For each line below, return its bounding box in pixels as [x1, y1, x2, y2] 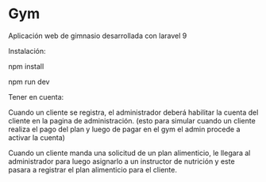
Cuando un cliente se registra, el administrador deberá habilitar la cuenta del [8, 108, 259, 117]
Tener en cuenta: [8, 92, 64, 101]
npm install [8, 61, 44, 71]
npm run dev [8, 77, 50, 86]
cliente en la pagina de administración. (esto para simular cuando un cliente [8, 116, 256, 125]
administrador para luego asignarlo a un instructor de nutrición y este [8, 156, 236, 166]
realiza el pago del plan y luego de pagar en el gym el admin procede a [8, 124, 241, 134]
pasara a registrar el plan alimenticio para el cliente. [8, 165, 177, 174]
